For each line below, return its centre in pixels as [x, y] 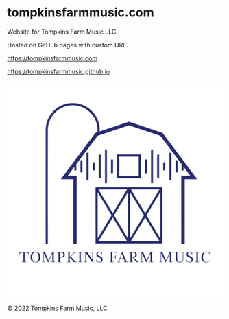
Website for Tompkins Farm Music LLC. [63, 32]
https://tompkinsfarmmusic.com [52, 58]
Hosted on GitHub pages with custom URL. [68, 45]
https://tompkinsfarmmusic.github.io [59, 71]
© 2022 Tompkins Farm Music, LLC [57, 308]
